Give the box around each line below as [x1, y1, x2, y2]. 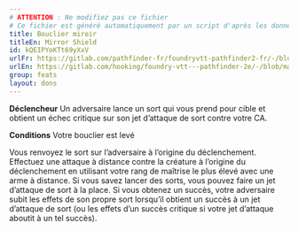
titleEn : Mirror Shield [9, 37, 98, 47]
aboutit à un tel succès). [9, 212, 98, 223]
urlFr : [9, 54, 34, 63]
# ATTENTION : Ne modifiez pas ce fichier [9, 12, 169, 22]
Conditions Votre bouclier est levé [9, 129, 135, 140]
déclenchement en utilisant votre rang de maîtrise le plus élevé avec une [9, 166, 274, 176]
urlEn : [9, 63, 34, 72]
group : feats [9, 71, 58, 80]
